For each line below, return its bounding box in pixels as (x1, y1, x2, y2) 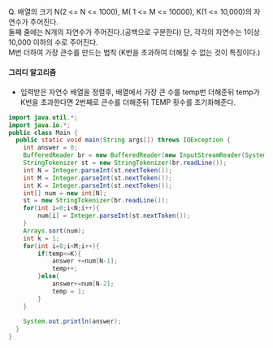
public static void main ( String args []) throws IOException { (15, 136, 231, 145)
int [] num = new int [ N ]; (23, 189, 107, 198)
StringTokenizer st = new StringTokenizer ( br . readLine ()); (23, 159, 227, 167)
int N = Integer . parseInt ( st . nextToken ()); (23, 166, 173, 174)
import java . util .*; (8, 113, 79, 121)
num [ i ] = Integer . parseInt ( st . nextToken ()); (37, 211, 191, 220)
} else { (37, 272, 60, 281)
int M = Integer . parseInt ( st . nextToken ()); (23, 174, 173, 182)
